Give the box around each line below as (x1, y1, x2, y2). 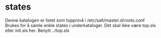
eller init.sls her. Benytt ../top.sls (5, 27, 70, 33)
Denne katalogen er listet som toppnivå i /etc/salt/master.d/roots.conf (5, 17, 145, 23)
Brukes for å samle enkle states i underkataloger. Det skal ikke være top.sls (5, 22, 156, 28)
